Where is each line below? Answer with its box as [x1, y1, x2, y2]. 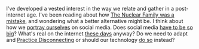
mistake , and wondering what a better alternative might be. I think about [6, 18, 183, 24]
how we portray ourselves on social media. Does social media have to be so [6, 24, 193, 31]
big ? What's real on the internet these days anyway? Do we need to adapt [6, 30, 188, 37]
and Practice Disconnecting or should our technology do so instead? [6, 37, 175, 43]
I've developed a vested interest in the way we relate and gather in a [6, 5, 174, 12]
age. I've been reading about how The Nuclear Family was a [26, 11, 174, 18]
